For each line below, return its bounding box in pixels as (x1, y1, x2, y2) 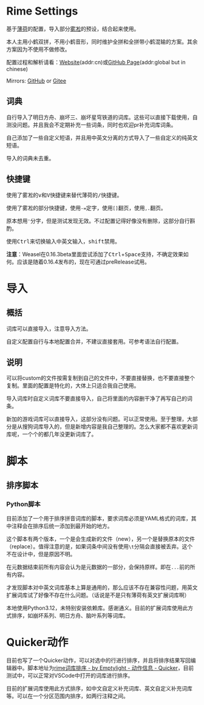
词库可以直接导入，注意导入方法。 (6, 325, 92, 332)
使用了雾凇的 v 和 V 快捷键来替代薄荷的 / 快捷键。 (6, 191, 123, 199)
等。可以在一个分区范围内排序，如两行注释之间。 (6, 692, 129, 700)
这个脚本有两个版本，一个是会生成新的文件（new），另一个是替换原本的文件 (6, 536, 195, 543)
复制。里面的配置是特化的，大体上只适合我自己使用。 (6, 382, 140, 389)
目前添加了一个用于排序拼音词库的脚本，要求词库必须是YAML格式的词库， (6, 515, 191, 522)
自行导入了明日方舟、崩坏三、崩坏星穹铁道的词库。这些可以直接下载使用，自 (6, 114, 198, 121)
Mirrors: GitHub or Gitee (6, 77, 67, 84)
